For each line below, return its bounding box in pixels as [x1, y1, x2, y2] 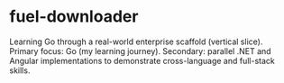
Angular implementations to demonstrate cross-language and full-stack [9, 55, 275, 66]
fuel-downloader [9, 6, 139, 27]
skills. [9, 65, 31, 76]
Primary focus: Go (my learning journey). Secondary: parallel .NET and [9, 45, 272, 56]
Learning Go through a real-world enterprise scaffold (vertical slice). [9, 36, 263, 47]
